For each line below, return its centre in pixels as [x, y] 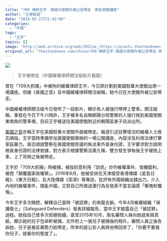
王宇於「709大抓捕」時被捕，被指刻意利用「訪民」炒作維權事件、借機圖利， [83, 167]
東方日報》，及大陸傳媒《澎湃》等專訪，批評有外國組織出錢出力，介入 [89, 180]
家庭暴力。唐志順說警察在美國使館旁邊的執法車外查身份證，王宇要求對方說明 [83, 144]
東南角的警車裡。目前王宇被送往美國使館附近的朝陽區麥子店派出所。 [75, 121]
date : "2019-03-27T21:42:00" [35, 19]
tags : [11, 33]
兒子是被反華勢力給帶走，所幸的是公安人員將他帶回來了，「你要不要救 [89, 227]
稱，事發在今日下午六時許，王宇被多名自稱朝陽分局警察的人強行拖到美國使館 [83, 115]
